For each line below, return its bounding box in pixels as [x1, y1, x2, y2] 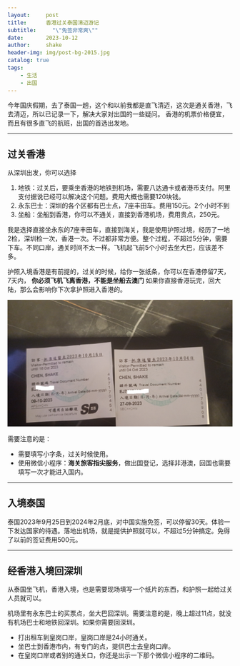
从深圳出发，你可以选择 [7, 168, 76, 177]
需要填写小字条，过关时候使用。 [17, 450, 112, 458]
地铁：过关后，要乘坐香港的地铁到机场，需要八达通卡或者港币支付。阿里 [17, 183, 231, 192]
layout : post [7, 11, 59, 19]
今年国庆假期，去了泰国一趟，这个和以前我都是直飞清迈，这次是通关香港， [7, 101, 226, 109]
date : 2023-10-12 [7, 34, 79, 41]
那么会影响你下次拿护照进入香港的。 [19, 286, 126, 294]
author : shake [7, 41, 62, 49]
